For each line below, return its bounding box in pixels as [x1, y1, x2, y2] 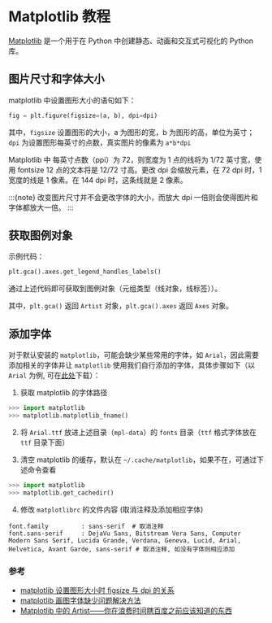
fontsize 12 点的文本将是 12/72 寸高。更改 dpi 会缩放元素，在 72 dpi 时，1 [17, 164, 262, 175]
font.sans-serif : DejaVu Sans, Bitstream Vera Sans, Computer [8, 529, 242, 538]
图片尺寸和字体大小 [8, 72, 105, 86]
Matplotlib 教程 [8, 7, 111, 26]
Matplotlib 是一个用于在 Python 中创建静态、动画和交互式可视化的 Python [8, 36, 254, 46]
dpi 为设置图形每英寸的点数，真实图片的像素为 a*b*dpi [8, 137, 192, 147]
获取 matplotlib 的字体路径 [19, 388, 108, 398]
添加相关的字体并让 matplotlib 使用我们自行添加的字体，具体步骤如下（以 [8, 360, 256, 370]
